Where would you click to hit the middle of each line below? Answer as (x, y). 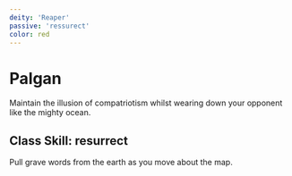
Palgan (36, 78)
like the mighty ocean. (50, 113)
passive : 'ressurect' (50, 26)
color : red (30, 34)
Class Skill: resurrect (69, 141)
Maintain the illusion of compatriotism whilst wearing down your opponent (146, 103)
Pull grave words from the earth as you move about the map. (121, 163)
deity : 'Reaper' (39, 17)
